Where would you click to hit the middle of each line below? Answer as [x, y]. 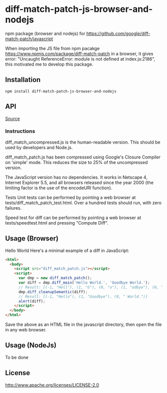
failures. [13, 208]
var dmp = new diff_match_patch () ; [55, 278]
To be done [17, 357]
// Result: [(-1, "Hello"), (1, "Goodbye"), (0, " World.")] [83, 297]
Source [12, 118]
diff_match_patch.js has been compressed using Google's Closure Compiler [83, 157]
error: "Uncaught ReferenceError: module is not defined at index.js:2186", [80, 59]
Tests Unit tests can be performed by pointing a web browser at [70, 197]
